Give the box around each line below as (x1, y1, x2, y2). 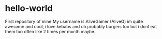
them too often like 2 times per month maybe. (5, 29, 96, 34)
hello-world (5, 3, 53, 14)
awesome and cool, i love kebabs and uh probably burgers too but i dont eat (5, 23, 157, 29)
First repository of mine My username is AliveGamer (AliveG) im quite (5, 19, 143, 24)
